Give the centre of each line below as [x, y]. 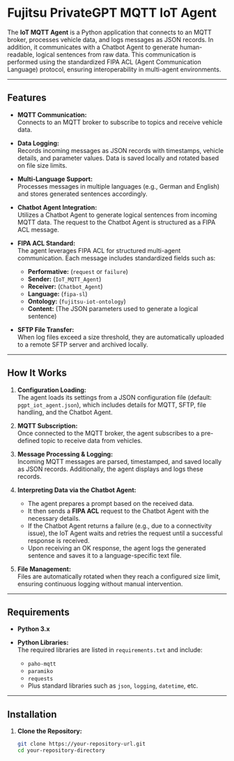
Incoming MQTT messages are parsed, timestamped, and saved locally [119, 461]
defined [29, 440]
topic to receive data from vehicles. [92, 440]
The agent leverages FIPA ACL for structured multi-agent [99, 250]
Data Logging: [38, 143]
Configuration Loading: [52, 390]
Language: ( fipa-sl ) [58, 293]
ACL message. [38, 229]
